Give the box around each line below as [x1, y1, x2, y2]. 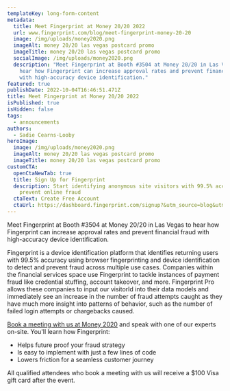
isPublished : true [7, 100, 60, 107]
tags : [7, 112, 23, 119]
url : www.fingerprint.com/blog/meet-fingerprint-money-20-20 [13, 29, 192, 36]
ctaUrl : [13, 202, 36, 209]
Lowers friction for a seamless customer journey [16, 355, 154, 364]
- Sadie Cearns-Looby [13, 131, 75, 138]
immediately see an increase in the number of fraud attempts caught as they [7, 292, 222, 300]
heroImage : [7, 138, 38, 145]
